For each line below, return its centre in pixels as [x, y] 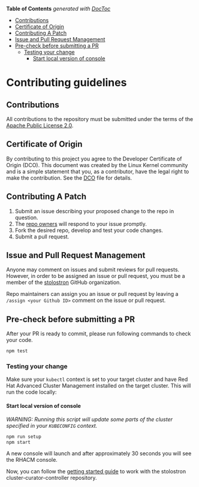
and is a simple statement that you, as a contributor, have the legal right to [98, 171]
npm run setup [24, 437]
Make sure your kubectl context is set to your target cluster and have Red [97, 379]
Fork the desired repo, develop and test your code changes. [89, 230]
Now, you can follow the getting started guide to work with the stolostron [96, 471]
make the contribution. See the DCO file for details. [69, 178]
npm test [17, 351]
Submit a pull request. [42, 237]
